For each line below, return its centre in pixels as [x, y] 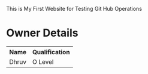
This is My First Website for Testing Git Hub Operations [74, 9]
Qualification [51, 52]
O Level [43, 61]
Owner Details [42, 33]
